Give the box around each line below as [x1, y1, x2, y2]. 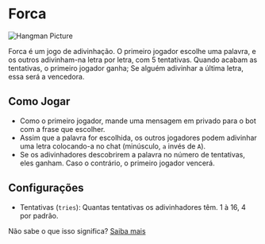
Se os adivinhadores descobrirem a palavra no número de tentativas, [19, 149, 246, 159]
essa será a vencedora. [8, 72, 85, 81]
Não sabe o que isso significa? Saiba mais [8, 226, 146, 235]
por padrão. [19, 211, 59, 220]
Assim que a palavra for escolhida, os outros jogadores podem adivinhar [19, 133, 258, 142]
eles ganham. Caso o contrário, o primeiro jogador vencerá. [19, 158, 216, 168]
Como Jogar [8, 95, 71, 108]
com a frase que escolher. [19, 124, 106, 134]
